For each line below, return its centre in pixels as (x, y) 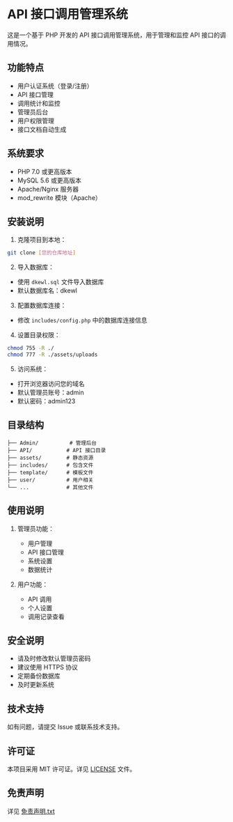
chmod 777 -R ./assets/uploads (53, 355)
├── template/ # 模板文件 (50, 472)
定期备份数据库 (39, 676)
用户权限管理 (35, 121)
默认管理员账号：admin (51, 392)
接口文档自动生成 (42, 129)
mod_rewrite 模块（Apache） (59, 197)
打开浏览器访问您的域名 (51, 383)
